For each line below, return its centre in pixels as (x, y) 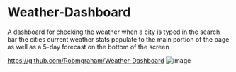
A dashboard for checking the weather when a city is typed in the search (114, 32)
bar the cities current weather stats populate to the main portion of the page (118, 39)
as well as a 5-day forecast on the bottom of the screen (88, 47)
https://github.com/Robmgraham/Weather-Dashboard (86, 60)
